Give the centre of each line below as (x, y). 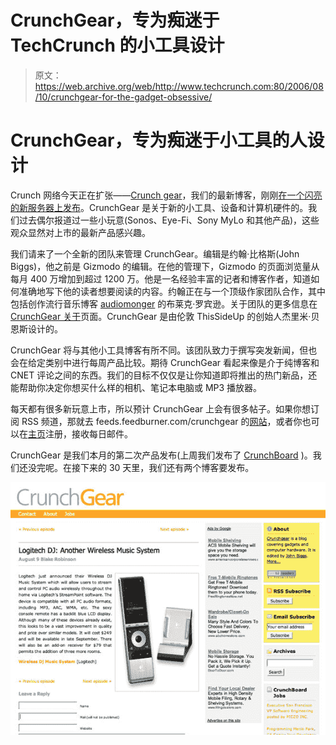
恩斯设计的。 (36, 328)
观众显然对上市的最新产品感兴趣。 (80, 232)
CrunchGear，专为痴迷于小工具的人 (159, 140)
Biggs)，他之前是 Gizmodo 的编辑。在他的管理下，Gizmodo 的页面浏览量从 (165, 266)
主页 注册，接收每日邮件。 (80, 433)
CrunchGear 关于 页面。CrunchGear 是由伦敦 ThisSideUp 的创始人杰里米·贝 (165, 316)
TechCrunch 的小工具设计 (117, 45)
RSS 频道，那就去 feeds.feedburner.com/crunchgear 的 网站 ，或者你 (162, 421)
